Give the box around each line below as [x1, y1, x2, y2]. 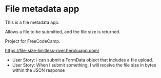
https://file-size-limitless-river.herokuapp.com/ [5, 47, 100, 53]
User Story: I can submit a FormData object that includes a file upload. [12, 57, 154, 62]
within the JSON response [12, 67, 65, 73]
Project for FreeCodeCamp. [5, 38, 60, 44]
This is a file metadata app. [5, 19, 60, 25]
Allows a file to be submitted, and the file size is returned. [5, 29, 121, 34]
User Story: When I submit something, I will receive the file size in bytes [12, 62, 157, 68]
